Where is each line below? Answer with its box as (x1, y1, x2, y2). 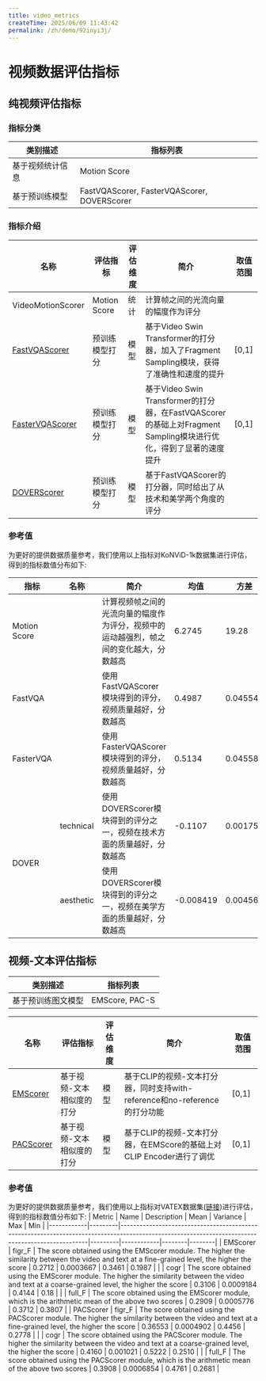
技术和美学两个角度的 (145, 493, 225, 504)
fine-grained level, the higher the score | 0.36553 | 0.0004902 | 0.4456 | (8, 1322, 245, 1331)
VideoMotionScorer (12, 299, 85, 310)
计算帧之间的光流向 (145, 294, 217, 305)
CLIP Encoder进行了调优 (123, 1151, 215, 1162)
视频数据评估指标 (8, 63, 120, 81)
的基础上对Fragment (145, 419, 221, 430)
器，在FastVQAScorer (145, 407, 226, 418)
